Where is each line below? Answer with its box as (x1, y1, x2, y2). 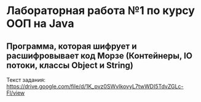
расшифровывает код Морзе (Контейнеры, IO (6, 50, 192, 61)
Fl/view (6, 89, 25, 97)
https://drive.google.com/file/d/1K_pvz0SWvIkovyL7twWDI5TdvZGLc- (6, 83, 184, 90)
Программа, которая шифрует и (6, 41, 137, 51)
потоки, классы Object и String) (6, 60, 133, 70)
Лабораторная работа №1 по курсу (6, 4, 195, 18)
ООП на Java (6, 16, 74, 31)
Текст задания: (6, 76, 46, 83)
